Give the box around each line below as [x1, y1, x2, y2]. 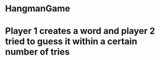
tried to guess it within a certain [5, 36, 137, 47]
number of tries [5, 46, 70, 58]
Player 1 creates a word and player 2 [5, 26, 155, 37]
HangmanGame [5, 3, 70, 14]
